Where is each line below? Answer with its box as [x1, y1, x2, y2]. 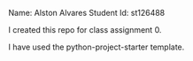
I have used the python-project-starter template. [8, 42, 185, 52]
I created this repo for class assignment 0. [8, 25, 162, 34]
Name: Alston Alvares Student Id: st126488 [8, 8, 166, 18]
